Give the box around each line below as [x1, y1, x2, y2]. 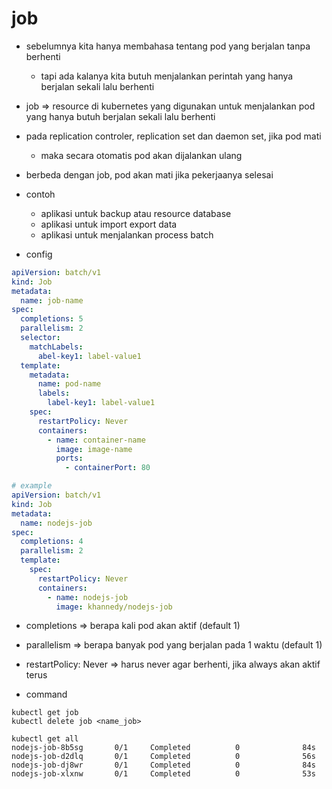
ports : [55, 453, 84, 464]
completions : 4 [20, 537, 84, 547]
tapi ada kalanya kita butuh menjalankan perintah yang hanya [40, 70, 294, 82]
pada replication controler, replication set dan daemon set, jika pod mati [25, 130, 322, 142]
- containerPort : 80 [64, 463, 151, 473]
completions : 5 [20, 314, 84, 324]
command [25, 688, 68, 701]
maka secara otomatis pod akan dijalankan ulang [40, 149, 243, 161]
